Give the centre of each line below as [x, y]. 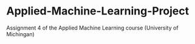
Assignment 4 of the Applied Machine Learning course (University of [92, 28]
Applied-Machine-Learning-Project [98, 11]
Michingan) [20, 34]
